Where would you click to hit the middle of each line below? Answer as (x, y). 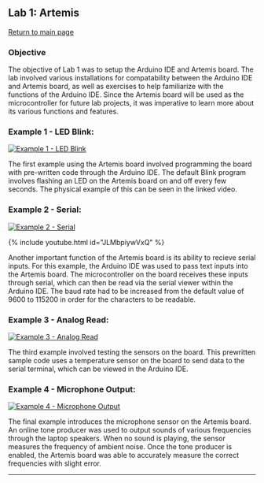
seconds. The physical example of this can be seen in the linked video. (123, 189)
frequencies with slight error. (55, 463)
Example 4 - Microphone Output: (72, 389)
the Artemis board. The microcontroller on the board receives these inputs (128, 274)
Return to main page (41, 32)
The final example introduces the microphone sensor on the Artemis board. (130, 422)
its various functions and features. (64, 111)
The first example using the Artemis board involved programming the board (130, 164)
